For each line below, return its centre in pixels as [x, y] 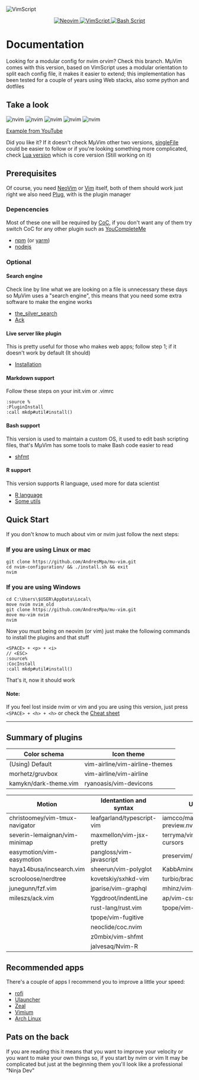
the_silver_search [36, 313]
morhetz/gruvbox [33, 774]
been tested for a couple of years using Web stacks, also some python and [98, 80]
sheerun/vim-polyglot [121, 869]
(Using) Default [31, 764]
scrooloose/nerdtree [38, 879]
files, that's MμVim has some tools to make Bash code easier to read [90, 445]
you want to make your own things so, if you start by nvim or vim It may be [97, 1057]
